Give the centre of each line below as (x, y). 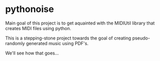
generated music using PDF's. (57, 43)
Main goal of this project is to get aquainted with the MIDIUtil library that (80, 23)
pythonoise (30, 9)
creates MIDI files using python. (38, 28)
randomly (15, 43)
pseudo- (141, 38)
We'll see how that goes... (32, 53)
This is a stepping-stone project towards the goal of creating (68, 38)
